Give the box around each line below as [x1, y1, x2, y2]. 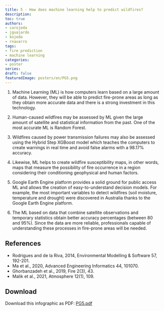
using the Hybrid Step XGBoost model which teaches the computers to [12, 139, 155, 145]
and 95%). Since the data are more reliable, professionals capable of [12, 220, 151, 226]
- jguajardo [5, 30, 29, 35]
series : [5, 67, 21, 72]
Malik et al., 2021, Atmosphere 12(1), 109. [12, 273, 94, 279]
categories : [5, 57, 29, 62]
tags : [5, 44, 16, 49]
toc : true [5, 16, 25, 21]
